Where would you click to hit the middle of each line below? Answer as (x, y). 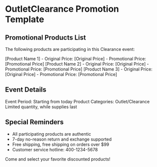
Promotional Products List (46, 37)
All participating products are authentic (52, 134)
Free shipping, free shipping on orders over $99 (61, 144)
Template (25, 19)
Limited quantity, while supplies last (41, 107)
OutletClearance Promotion (62, 9)
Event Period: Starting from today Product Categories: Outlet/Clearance (77, 101)
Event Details (26, 90)
